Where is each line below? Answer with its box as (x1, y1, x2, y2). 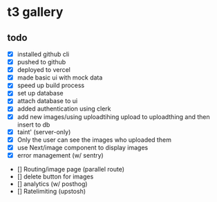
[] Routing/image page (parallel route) (17, 165, 125, 173)
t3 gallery (7, 4, 64, 20)
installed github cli (17, 50, 70, 58)
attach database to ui (17, 97, 78, 105)
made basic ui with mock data (17, 73, 103, 82)
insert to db (17, 120, 50, 129)
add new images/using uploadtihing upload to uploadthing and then (17, 112, 211, 121)
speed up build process (17, 81, 85, 90)
